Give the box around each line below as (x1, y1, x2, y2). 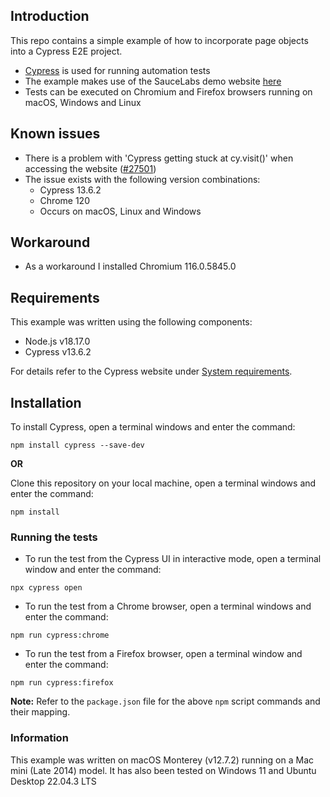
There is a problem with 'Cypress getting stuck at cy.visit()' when (24, 152, 294, 164)
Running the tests (10, 530, 98, 544)
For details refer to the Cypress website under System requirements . (10, 365, 293, 378)
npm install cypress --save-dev (10, 440, 145, 451)
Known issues (10, 125, 101, 143)
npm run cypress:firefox (10, 678, 114, 688)
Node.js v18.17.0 (24, 335, 91, 348)
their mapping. (10, 706, 71, 718)
